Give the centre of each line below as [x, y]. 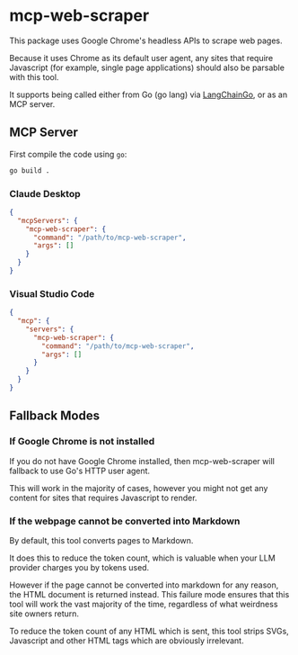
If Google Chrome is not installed [82, 442]
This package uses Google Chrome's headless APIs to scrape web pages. [146, 40]
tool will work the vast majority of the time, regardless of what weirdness [144, 604]
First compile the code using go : [68, 154]
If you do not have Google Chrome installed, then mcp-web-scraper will [142, 461]
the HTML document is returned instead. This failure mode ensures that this [149, 594]
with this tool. [34, 76]
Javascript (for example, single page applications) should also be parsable [147, 67]
